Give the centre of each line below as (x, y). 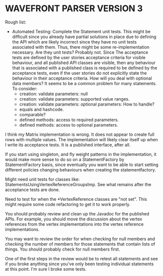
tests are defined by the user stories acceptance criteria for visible (79, 57)
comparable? (33, 114)
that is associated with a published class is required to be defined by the (84, 68)
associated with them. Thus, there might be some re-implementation (81, 47)
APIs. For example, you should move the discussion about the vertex (74, 219)
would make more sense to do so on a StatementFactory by (65, 159)
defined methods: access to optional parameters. (69, 125)
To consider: (25, 88)
